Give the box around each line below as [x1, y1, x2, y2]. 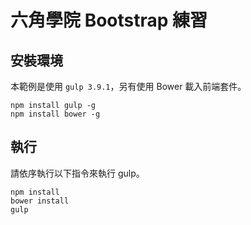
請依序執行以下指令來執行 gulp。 [10, 167, 145, 179]
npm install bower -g [10, 109, 101, 119]
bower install [10, 196, 70, 206]
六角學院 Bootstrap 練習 [10, 9, 208, 32]
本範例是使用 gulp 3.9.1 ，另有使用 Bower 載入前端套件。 [10, 81, 247, 92]
